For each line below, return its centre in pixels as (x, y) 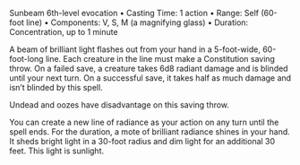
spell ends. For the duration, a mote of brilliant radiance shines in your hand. (150, 132)
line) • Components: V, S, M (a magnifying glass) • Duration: (137, 22)
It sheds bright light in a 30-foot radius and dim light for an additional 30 (142, 141)
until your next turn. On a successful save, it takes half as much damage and (150, 78)
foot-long (26, 59)
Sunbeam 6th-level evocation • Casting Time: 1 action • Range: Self (134, 13)
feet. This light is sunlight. (57, 151)
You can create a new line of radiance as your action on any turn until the (144, 122)
